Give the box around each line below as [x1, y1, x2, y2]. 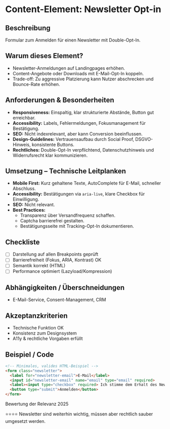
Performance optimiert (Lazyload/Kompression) [12, 268, 112, 274]
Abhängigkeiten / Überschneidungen [5, 283, 125, 292]
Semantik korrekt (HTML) [12, 263, 66, 269]
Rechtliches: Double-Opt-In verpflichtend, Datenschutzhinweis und [12, 147, 154, 153]
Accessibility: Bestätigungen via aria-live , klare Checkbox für [12, 191, 145, 197]
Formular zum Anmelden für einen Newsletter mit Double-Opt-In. [5, 37, 141, 43]
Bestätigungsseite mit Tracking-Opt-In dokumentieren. [20, 223, 134, 229]
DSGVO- [135, 136, 153, 142]
